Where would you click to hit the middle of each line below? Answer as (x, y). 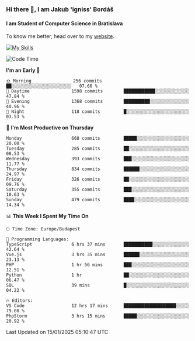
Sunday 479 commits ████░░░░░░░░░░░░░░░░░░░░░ (98, 200)
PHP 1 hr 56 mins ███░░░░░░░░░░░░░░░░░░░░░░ (98, 265)
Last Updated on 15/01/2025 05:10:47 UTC (57, 332)
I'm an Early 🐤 (23, 70)
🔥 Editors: (20, 301)
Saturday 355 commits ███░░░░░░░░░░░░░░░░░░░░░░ (98, 190)
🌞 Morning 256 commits (54, 81)
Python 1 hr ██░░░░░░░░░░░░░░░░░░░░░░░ (98, 275)
